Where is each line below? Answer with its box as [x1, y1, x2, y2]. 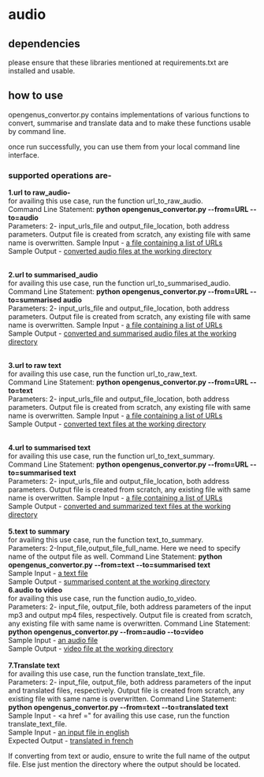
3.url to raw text [8, 361, 61, 370]
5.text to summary [8, 526, 70, 537]
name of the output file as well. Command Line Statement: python [8, 552, 223, 561]
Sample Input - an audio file [8, 636, 99, 645]
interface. [8, 150, 39, 159]
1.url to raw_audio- [8, 188, 71, 198]
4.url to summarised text [8, 443, 91, 452]
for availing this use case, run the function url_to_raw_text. [8, 369, 198, 379]
